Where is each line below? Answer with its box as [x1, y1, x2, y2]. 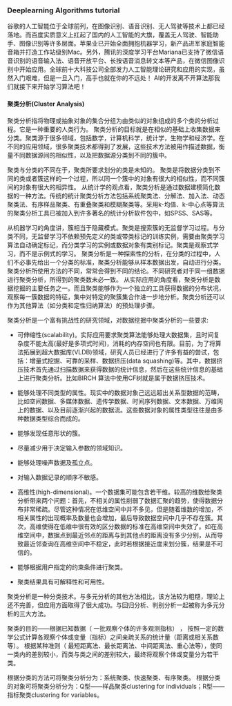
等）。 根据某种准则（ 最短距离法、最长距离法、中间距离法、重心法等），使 [7, 641, 216, 649]
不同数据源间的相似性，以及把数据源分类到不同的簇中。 [12, 151, 171, 159]
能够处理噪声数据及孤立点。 [17, 458, 97, 466]
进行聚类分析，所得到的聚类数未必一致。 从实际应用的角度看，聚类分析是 [7, 275, 215, 283]
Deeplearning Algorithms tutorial [7, 6, 120, 15]
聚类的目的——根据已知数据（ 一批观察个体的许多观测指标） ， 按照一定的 [7, 624, 218, 632]
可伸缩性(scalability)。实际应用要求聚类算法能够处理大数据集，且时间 [17, 330, 214, 338]
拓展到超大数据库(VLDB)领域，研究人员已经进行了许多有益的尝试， [23, 347, 213, 356]
